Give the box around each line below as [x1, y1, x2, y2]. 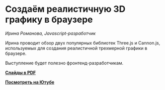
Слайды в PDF [5, 69, 36, 75]
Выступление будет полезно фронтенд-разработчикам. [5, 60, 124, 66]
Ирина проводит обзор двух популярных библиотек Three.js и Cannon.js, [5, 40, 161, 45]
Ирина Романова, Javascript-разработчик [5, 30, 96, 36]
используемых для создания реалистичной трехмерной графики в [5, 45, 148, 51]
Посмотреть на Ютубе [5, 79, 55, 85]
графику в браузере [5, 14, 93, 25]
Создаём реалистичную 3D [5, 3, 126, 15]
